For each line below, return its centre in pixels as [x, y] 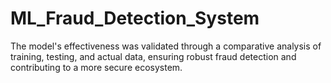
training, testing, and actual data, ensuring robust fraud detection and [153, 56]
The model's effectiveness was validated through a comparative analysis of [166, 46]
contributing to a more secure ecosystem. [96, 67]
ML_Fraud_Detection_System [135, 18]
